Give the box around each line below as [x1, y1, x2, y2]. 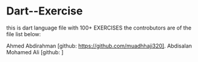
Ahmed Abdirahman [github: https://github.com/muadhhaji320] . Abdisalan [6, 42, 193, 49]
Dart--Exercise [6, 4, 83, 18]
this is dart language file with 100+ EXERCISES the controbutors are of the [6, 24, 192, 31]
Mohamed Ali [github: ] [6, 48, 64, 55]
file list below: [6, 30, 41, 37]
